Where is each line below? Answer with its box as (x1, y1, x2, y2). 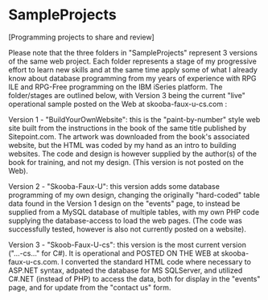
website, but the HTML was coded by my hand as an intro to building (8, 140, 237, 150)
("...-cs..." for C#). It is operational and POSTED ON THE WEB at (8, 248, 220, 258)
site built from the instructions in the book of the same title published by (8, 123, 247, 133)
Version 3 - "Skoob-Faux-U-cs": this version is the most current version (8, 240, 247, 249)
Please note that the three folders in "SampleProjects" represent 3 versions (8, 47, 258, 57)
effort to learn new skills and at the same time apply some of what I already (8, 64, 258, 74)
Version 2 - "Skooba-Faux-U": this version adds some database (8, 181, 220, 191)
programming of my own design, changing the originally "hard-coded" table (8, 190, 260, 199)
